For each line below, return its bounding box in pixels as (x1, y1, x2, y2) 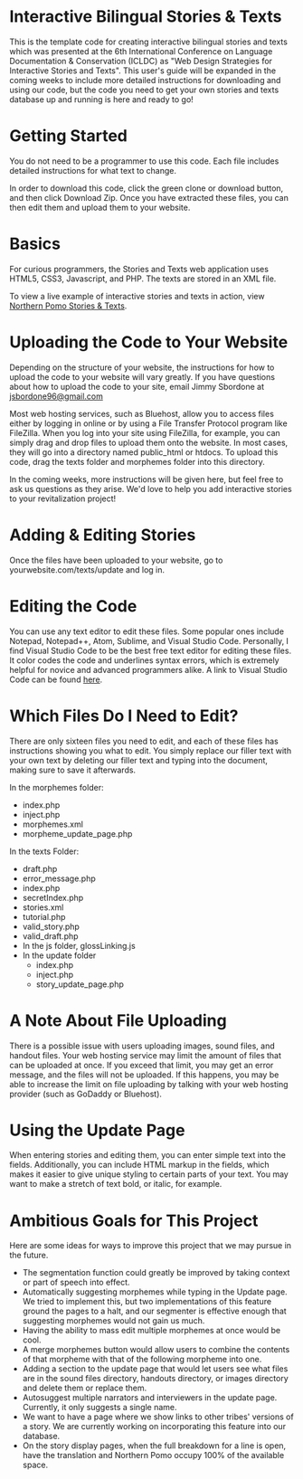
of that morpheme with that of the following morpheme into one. (22, 1354, 262, 1365)
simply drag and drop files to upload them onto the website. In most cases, (9, 437, 289, 448)
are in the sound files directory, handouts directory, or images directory (22, 1373, 289, 1384)
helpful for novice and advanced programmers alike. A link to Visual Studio (9, 664, 288, 675)
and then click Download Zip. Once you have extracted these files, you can (9, 192, 289, 203)
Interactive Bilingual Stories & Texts (9, 6, 282, 27)
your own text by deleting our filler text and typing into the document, (9, 754, 269, 765)
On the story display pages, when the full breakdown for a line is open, (22, 1440, 287, 1451)
